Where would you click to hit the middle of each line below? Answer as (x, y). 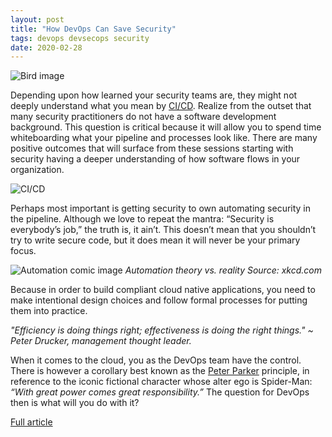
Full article (31, 422)
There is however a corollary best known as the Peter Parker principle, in (160, 371)
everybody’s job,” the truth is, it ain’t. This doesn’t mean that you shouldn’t (163, 230)
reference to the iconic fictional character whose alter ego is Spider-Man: (161, 382)
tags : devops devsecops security (80, 38)
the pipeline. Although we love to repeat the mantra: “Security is (142, 219)
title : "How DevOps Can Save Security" (93, 29)
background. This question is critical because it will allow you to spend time (166, 127)
